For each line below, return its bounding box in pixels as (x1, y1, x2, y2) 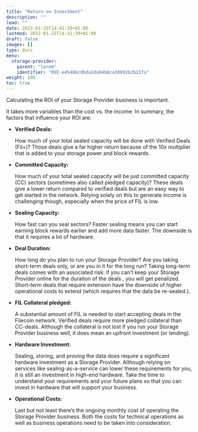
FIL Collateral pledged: (14, 299, 72, 306)
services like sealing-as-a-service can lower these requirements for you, (14, 365, 192, 372)
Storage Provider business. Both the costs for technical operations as (14, 413, 184, 420)
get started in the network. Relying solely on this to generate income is (14, 192, 187, 198)
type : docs (6, 47, 33, 53)
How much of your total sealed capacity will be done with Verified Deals (14, 137, 190, 144)
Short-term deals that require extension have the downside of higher (14, 282, 182, 288)
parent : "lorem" (17, 63, 57, 70)
